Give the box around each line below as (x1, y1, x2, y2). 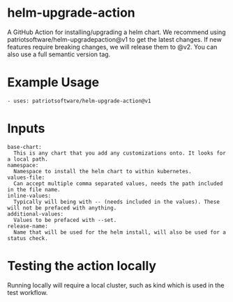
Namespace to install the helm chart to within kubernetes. (13, 168, 192, 175)
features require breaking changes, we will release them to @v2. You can (7, 42, 218, 51)
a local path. (7, 155, 49, 163)
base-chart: (7, 143, 42, 150)
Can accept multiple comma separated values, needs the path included (13, 180, 223, 187)
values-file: (7, 174, 45, 181)
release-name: (7, 223, 49, 230)
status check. (7, 235, 49, 241)
